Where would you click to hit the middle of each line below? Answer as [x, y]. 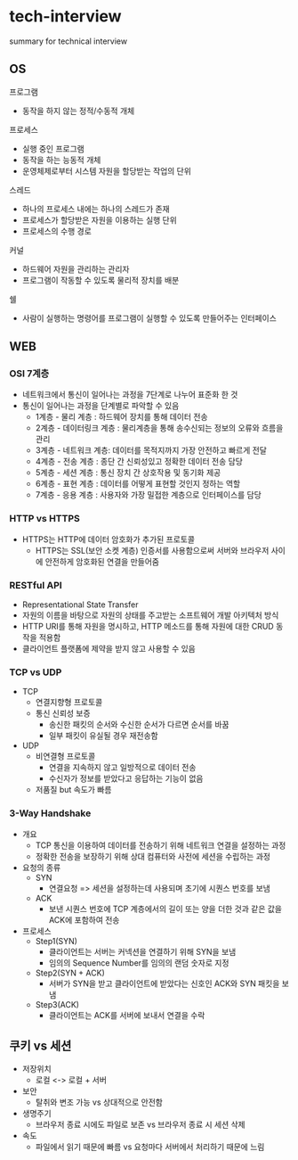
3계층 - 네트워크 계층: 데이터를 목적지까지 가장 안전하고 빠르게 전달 [151, 450]
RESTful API [36, 585]
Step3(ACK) [57, 1004]
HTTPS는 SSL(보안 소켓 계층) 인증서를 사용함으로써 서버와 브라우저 [152, 550]
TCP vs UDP [36, 672]
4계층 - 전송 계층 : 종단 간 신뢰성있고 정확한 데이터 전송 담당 [139, 462]
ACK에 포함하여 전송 [84, 919]
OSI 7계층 [29, 374]
